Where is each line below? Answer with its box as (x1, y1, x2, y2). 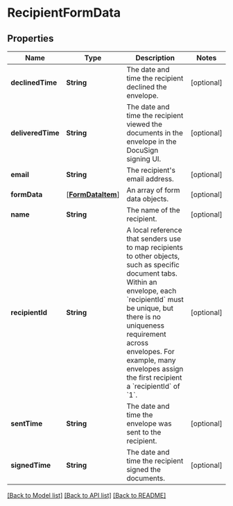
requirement (126, 330, 166, 339)
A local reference (126, 226, 182, 235)
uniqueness (126, 321, 165, 330)
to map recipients (126, 243, 184, 252)
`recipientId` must (126, 295, 184, 304)
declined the (126, 82, 168, 92)
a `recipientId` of (126, 382, 180, 391)
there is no (126, 312, 162, 321)
